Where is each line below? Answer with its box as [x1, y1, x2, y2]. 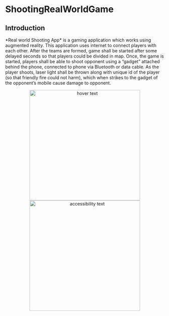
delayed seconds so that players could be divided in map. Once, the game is [5, 53, 164, 59]
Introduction [5, 24, 45, 32]
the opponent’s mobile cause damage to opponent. [5, 80, 111, 86]
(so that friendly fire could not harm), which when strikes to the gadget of [5, 75, 158, 80]
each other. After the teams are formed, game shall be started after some [5, 48, 157, 54]
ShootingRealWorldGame [5, 4, 114, 15]
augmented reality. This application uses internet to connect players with [5, 42, 156, 48]
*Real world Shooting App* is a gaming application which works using [5, 37, 151, 43]
